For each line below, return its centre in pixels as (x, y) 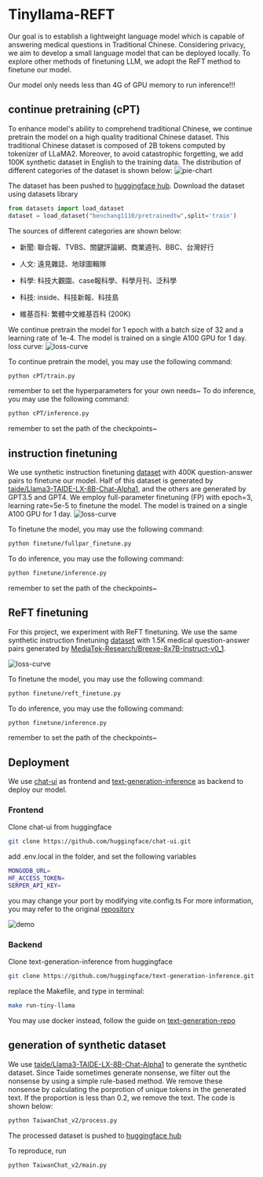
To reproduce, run (37, 1150)
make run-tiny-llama (42, 1006)
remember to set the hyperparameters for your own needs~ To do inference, (132, 391)
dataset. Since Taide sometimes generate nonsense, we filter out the (119, 1072)
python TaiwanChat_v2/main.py (58, 1165)
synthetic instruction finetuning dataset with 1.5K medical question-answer (129, 640)
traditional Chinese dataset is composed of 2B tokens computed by (117, 145)
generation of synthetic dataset (87, 1045)
